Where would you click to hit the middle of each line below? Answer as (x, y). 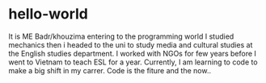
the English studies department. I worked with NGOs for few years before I (133, 53)
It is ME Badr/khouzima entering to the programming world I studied (121, 36)
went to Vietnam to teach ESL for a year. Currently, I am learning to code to (133, 62)
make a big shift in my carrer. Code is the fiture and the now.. (110, 70)
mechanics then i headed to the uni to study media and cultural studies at (131, 44)
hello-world (49, 14)
